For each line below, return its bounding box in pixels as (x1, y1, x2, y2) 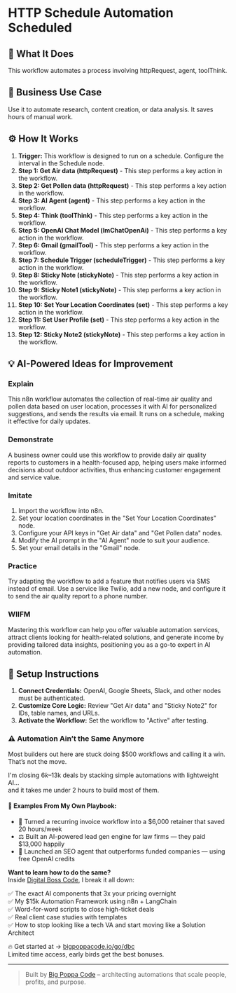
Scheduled (8, 20, 72, 36)
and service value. (8, 473, 62, 481)
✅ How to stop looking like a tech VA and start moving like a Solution (8, 920, 206, 929)
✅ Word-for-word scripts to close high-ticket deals (8, 905, 155, 913)
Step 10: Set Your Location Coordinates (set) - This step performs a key (18, 300, 228, 309)
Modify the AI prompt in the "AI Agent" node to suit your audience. (18, 536, 210, 545)
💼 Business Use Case (8, 86, 102, 99)
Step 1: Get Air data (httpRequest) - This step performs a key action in (18, 166, 223, 174)
